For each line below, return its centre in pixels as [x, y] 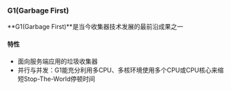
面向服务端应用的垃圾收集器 [58, 61]
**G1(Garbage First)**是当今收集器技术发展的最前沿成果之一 [95, 27]
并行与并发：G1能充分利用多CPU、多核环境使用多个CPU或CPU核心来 [117, 70]
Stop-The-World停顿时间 [59, 79]
